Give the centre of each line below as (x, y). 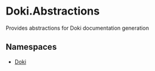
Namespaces (31, 47)
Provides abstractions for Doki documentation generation (77, 28)
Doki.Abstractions (53, 11)
